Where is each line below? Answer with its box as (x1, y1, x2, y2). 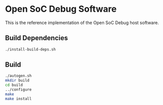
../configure (5, 87, 32, 92)
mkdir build (5, 78, 29, 83)
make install (5, 96, 32, 101)
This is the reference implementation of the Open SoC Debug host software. (5, 20, 159, 26)
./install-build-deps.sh (5, 47, 56, 52)
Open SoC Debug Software (5, 3, 117, 15)
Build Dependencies (5, 34, 68, 42)
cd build (5, 82, 23, 88)
